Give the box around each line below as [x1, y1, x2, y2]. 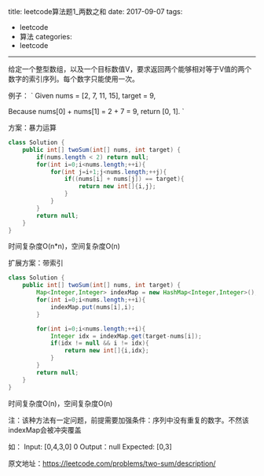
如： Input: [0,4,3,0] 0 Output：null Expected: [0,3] [8, 441, 173, 451]
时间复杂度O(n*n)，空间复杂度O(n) [8, 242, 120, 251]
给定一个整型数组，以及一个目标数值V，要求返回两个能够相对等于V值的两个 [8, 65, 252, 73]
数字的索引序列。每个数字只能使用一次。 [8, 74, 139, 83]
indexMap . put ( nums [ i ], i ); [49, 303, 135, 311]
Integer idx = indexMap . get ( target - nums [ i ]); [49, 332, 202, 340]
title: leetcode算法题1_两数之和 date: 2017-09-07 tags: [8, 7, 183, 16]
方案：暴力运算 [8, 123, 57, 132]
